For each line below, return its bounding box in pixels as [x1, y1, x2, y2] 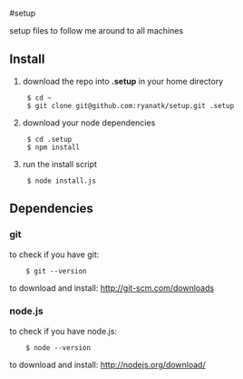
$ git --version [25, 266, 88, 275]
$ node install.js [26, 176, 97, 185]
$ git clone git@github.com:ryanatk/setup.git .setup [26, 101, 235, 110]
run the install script [22, 158, 98, 169]
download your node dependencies [22, 117, 156, 128]
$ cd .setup [26, 135, 73, 144]
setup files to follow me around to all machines [9, 25, 184, 35]
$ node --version [25, 343, 92, 353]
